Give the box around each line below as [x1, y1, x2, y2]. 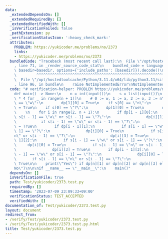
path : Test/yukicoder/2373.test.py [9, 180, 84, 185]
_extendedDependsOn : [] [9, 12, 59, 17]
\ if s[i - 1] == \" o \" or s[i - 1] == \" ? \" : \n [14, 119, 140, 124]
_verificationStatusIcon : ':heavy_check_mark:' [9, 36, 111, 41]
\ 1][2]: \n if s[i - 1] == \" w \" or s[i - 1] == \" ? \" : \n [14, 138, 162, 143]
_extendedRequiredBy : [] [9, 17, 61, 22]
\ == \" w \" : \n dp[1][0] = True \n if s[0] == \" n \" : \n [14, 101, 151, 106]
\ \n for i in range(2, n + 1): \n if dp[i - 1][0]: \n [14, 110, 157, 115]
